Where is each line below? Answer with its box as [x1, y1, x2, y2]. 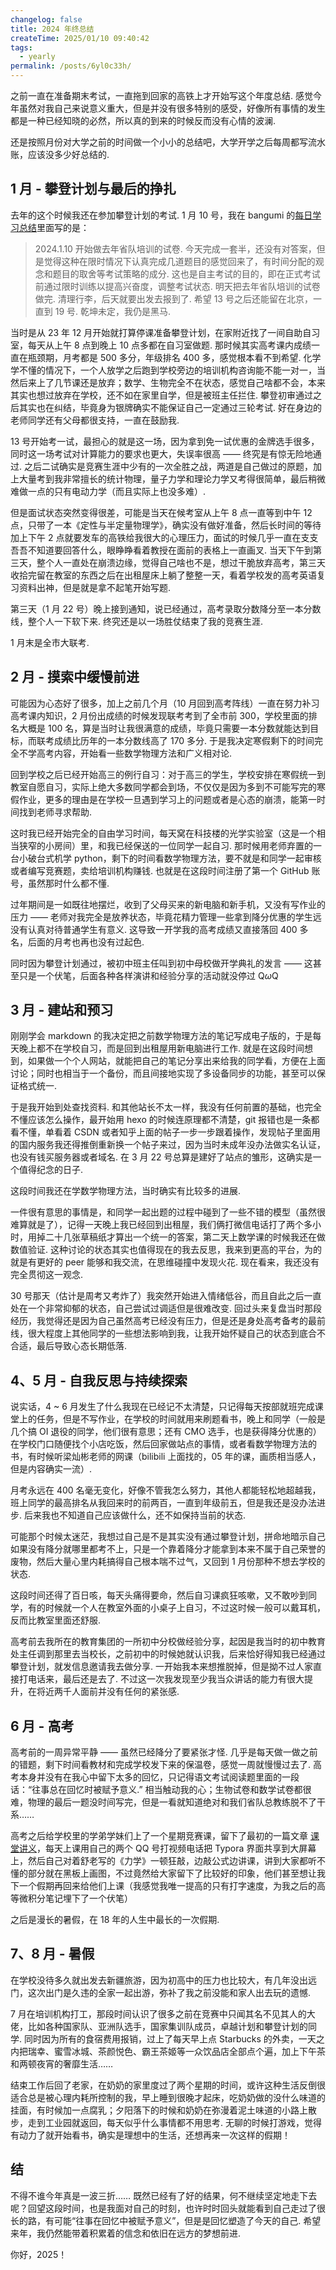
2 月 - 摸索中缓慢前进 [10, 669, 140, 686]
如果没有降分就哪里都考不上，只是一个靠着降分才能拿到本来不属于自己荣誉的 [10, 1543, 326, 1555]
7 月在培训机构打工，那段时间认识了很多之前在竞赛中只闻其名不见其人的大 [10, 2007, 316, 2020]
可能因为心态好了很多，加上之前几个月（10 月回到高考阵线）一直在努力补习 [10, 697, 320, 709]
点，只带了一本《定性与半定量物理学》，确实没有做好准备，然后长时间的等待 [10, 519, 322, 531]
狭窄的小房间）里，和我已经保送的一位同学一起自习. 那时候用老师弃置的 [18, 839, 313, 851]
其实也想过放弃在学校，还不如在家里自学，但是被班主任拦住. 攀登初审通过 [10, 389, 313, 401]
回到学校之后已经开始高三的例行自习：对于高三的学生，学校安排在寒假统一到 [10, 768, 326, 780]
